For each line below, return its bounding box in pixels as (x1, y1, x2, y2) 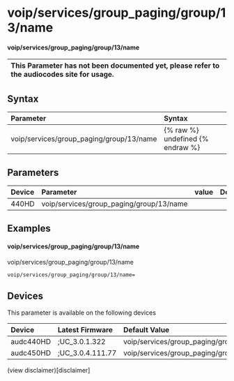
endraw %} (163, 143, 201, 153)
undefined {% (163, 134, 209, 144)
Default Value (123, 325, 169, 335)
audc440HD (10, 337, 51, 347)
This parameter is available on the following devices (7, 308, 157, 317)
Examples (7, 223, 51, 234)
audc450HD (10, 348, 51, 358)
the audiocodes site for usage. (10, 70, 114, 80)
